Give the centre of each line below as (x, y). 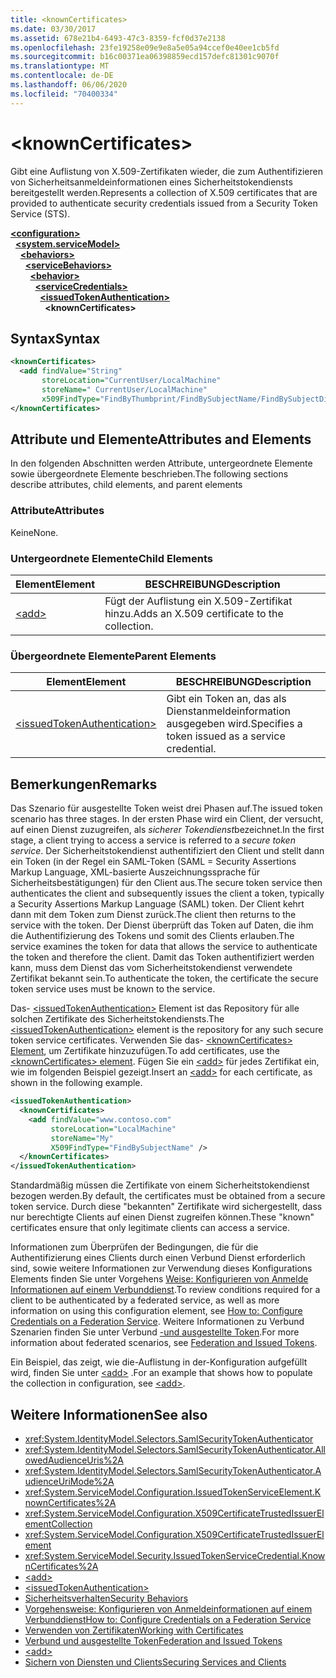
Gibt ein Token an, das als (226, 699)
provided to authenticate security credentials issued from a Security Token (164, 203)
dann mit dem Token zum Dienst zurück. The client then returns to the (153, 915)
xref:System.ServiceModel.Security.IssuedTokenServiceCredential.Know (175, 1555)
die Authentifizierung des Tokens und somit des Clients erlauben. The (152, 936)
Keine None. (34, 532)
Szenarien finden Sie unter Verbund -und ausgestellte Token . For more (155, 1332)
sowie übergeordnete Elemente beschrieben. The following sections (149, 474)
